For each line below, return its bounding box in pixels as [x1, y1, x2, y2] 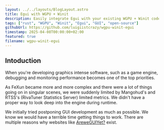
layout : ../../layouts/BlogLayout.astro [5, 7, 89, 12]
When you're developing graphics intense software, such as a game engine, [5, 69, 158, 75]
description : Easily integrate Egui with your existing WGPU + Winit [5, 16, 150, 21]
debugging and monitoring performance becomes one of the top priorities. [5, 75, 155, 81]
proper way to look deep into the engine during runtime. [5, 99, 118, 105]
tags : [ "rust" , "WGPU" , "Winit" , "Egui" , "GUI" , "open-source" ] [5, 20, 139, 26]
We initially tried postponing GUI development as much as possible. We [5, 109, 149, 114]
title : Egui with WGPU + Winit [5, 12, 69, 16]
